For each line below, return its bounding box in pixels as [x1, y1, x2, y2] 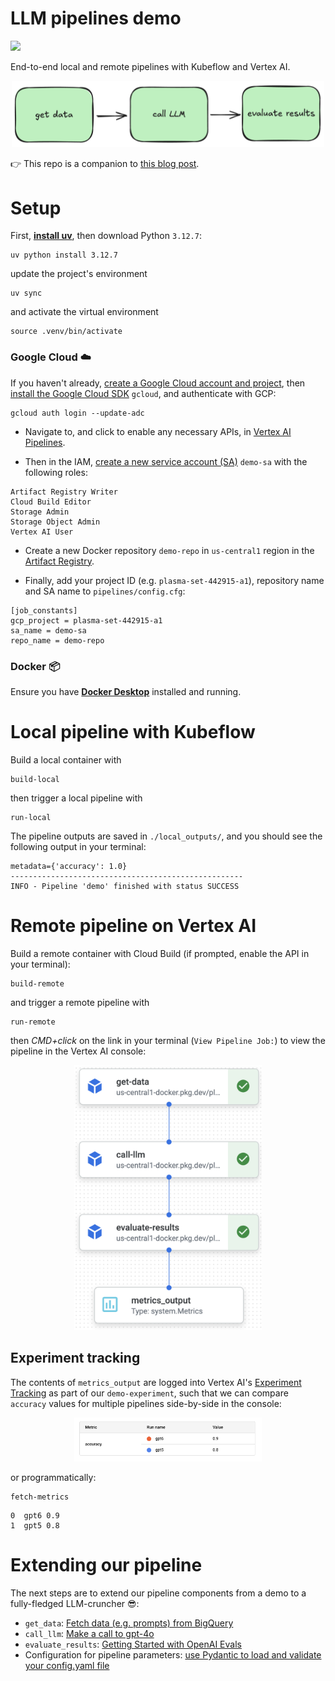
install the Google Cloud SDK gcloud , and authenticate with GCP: [10, 387, 277, 399]
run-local [10, 812, 52, 822]
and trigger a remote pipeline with [10, 996, 150, 1008]
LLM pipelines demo [10, 7, 182, 30]
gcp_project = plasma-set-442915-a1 [10, 615, 163, 626]
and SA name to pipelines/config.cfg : [24, 585, 186, 597]
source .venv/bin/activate [10, 327, 123, 337]
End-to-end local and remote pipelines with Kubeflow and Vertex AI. [10, 60, 291, 72]
